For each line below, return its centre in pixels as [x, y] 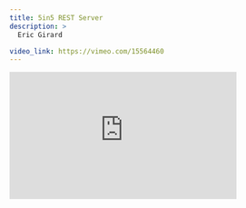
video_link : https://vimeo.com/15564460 [87, 51]
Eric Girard [40, 35]
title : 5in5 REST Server [56, 18]
